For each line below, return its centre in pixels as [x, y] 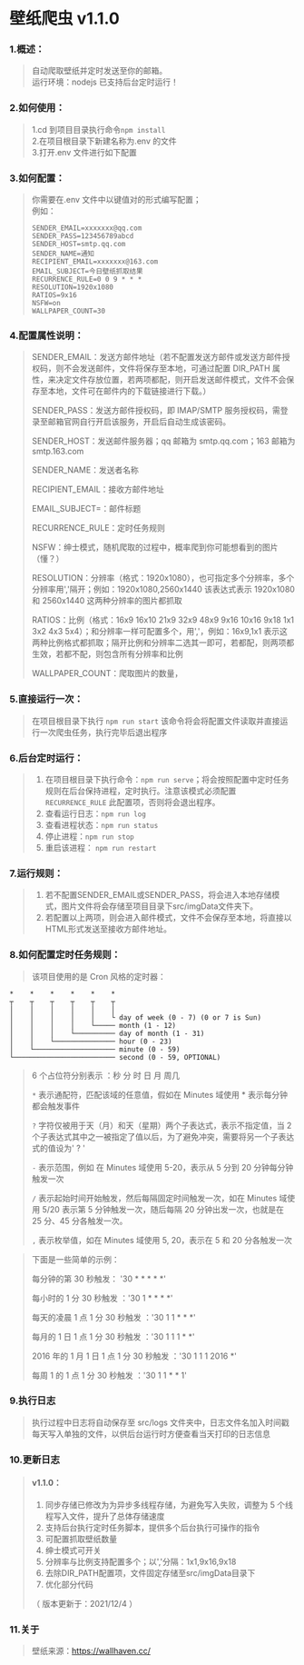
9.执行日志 [33, 1401]
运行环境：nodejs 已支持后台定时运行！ [105, 82]
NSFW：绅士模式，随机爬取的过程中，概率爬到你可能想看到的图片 [155, 547]
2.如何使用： [37, 108]
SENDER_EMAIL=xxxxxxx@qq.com [87, 228]
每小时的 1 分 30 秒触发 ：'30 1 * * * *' [102, 1298]
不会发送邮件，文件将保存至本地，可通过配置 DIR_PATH [167, 368]
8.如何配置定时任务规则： [65, 955]
